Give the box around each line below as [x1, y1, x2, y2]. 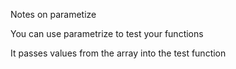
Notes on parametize [10, 9, 97, 20]
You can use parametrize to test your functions [10, 28, 204, 39]
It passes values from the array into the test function [10, 47, 227, 59]
